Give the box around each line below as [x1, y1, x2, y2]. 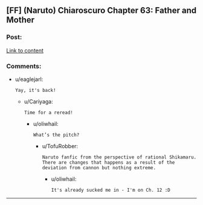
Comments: [6, 62, 42, 70]
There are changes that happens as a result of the [42, 159, 175, 166]
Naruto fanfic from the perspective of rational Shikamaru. [42, 154, 197, 160]
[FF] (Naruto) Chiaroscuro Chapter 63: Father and [6, 5, 197, 16]
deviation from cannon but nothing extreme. [42, 164, 156, 171]
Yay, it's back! [14, 87, 56, 93]
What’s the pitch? [33, 132, 80, 138]
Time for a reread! [24, 109, 74, 116]
